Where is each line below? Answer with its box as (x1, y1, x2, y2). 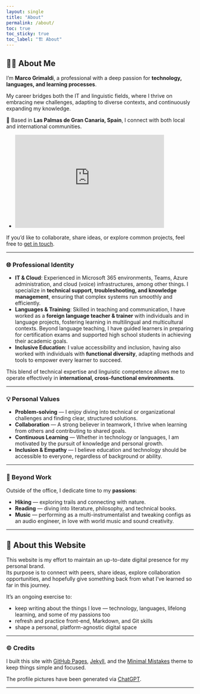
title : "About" (6, 14, 44, 20)
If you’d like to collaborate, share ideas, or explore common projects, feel (6, 234, 185, 241)
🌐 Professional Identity (6, 261, 74, 269)
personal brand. (6, 562, 45, 569)
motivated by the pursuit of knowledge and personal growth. (14, 440, 164, 447)
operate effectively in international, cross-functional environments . (6, 374, 175, 382)
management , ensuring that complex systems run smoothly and (14, 293, 173, 300)
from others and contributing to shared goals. (14, 427, 127, 435)
